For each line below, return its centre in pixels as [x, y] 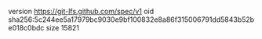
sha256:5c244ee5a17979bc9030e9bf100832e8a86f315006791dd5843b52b [131, 19]
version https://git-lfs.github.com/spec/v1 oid [81, 11]
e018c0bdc [26, 28]
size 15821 [63, 28]
